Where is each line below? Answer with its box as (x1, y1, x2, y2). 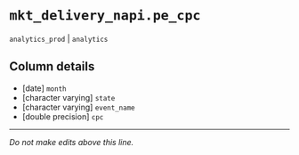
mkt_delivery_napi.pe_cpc (9, 7, 201, 24)
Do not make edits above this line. (9, 136, 134, 147)
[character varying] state (21, 92, 116, 102)
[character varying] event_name (21, 102, 135, 112)
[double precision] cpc (21, 110, 104, 122)
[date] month (21, 83, 67, 94)
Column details (9, 59, 95, 74)
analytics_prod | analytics (9, 33, 109, 44)
